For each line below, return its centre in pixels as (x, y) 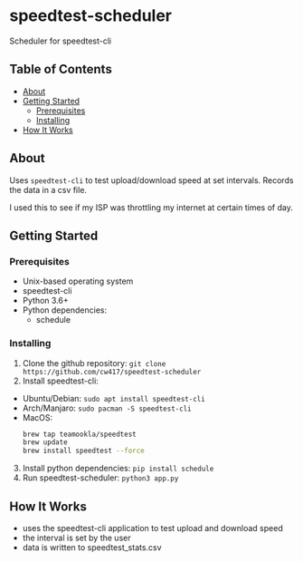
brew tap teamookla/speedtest (80, 434)
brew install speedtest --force (83, 451)
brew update (45, 442)
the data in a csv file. (48, 189)
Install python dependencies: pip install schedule (118, 469)
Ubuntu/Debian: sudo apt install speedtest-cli (114, 398)
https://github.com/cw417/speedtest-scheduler (112, 372)
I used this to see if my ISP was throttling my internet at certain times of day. (151, 207)
